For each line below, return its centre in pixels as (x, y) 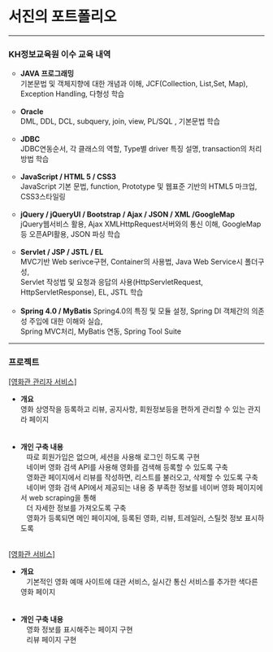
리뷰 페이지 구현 (52, 639)
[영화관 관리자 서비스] (43, 381)
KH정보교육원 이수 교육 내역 (60, 54)
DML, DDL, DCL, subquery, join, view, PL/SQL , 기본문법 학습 (120, 121)
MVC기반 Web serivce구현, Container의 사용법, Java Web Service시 (132, 262)
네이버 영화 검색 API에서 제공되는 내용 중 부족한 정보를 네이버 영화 (131, 487)
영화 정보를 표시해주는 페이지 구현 (80, 629)
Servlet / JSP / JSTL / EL (62, 252)
